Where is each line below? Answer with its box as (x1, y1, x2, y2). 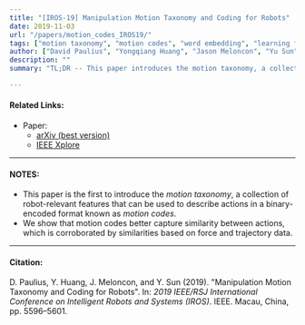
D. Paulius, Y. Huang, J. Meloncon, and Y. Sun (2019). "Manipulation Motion (9, 277, 292, 288)
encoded (22, 208, 56, 219)
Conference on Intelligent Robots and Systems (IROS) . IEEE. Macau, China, (9, 296, 290, 307)
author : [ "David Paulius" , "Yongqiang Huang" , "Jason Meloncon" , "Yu (9, 47, 279, 56)
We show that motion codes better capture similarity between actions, (22, 218, 286, 229)
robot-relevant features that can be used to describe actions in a (22, 199, 265, 210)
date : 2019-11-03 (9, 22, 75, 31)
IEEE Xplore (35, 140, 80, 151)
